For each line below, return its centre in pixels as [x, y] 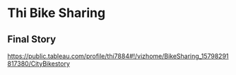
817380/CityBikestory [39, 64]
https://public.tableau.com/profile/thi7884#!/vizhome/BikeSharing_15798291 [118, 56]
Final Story [32, 39]
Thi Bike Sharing [57, 13]
